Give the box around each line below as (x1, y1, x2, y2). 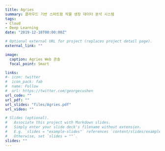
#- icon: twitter (5, 75, 41, 80)
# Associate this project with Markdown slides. (5, 120, 111, 125)
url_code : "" (5, 93, 32, 98)
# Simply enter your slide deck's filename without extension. (5, 125, 141, 130)
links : (5, 70, 19, 75)
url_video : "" (5, 106, 34, 112)
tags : (5, 16, 16, 21)
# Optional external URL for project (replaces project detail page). (5, 39, 153, 44)
